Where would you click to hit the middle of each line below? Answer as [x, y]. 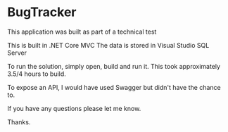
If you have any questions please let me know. [74, 108]
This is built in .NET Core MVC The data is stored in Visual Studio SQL [108, 45]
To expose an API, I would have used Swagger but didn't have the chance [114, 87]
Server [17, 53]
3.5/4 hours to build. [37, 74]
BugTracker [42, 12]
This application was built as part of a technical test [82, 32]
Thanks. [19, 122]
